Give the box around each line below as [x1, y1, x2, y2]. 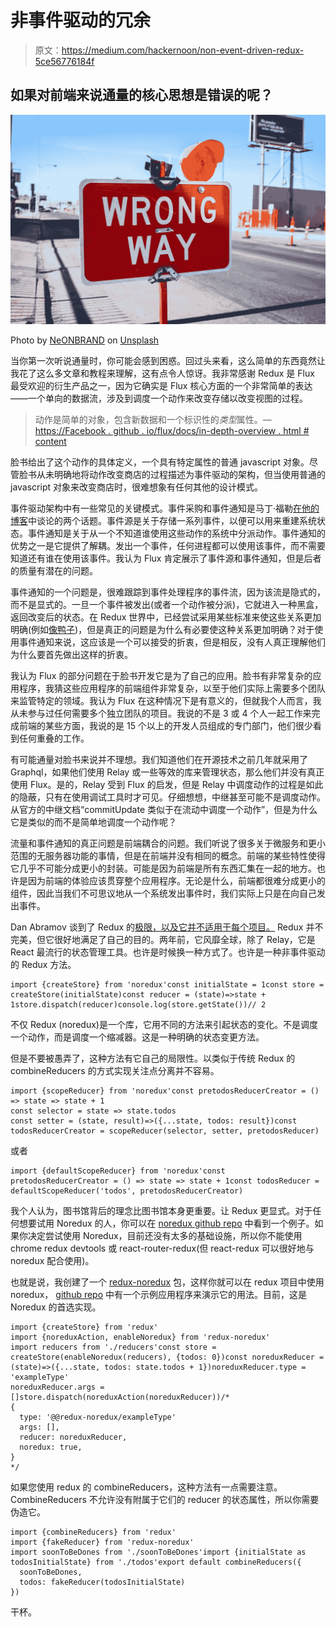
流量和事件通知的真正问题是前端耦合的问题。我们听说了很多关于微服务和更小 [10, 837, 326, 850]
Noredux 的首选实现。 [10, 1301, 102, 1313]
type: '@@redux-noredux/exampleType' [19, 1412, 177, 1423]
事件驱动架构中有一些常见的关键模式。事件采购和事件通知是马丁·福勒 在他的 [10, 502, 320, 515]
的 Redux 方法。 [10, 959, 77, 971]
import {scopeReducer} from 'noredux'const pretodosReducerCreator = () [10, 1086, 320, 1096]
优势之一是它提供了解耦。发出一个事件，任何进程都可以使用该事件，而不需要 [10, 540, 326, 552]
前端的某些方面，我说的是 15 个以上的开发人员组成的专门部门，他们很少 [18, 720, 313, 732]
